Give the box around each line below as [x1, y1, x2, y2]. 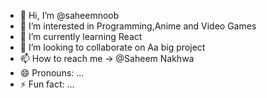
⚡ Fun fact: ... [19, 78, 75, 90]
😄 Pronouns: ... [19, 67, 85, 79]
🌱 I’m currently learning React [19, 31, 143, 42]
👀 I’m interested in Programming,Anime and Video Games [19, 20, 257, 32]
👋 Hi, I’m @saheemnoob [19, 10, 120, 21]
